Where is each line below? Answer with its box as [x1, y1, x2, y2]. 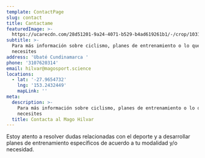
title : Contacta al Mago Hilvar [12, 116, 95, 122]
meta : [6, 94, 20, 100]
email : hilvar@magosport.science [6, 65, 92, 72]
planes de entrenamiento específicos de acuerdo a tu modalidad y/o [6, 139, 178, 146]
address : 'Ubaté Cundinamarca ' [6, 54, 88, 60]
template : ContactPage [6, 9, 64, 15]
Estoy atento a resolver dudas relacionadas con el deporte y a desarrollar [6, 133, 190, 140]
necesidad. [6, 146, 35, 153]
